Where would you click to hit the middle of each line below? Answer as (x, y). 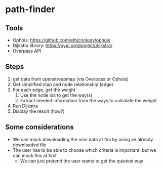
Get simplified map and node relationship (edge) (63, 84)
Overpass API (27, 51)
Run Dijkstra (25, 106)
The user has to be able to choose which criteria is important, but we (84, 150)
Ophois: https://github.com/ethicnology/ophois (61, 40)
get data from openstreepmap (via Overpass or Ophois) (71, 79)
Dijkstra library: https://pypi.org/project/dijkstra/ (63, 46)
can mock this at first (35, 155)
